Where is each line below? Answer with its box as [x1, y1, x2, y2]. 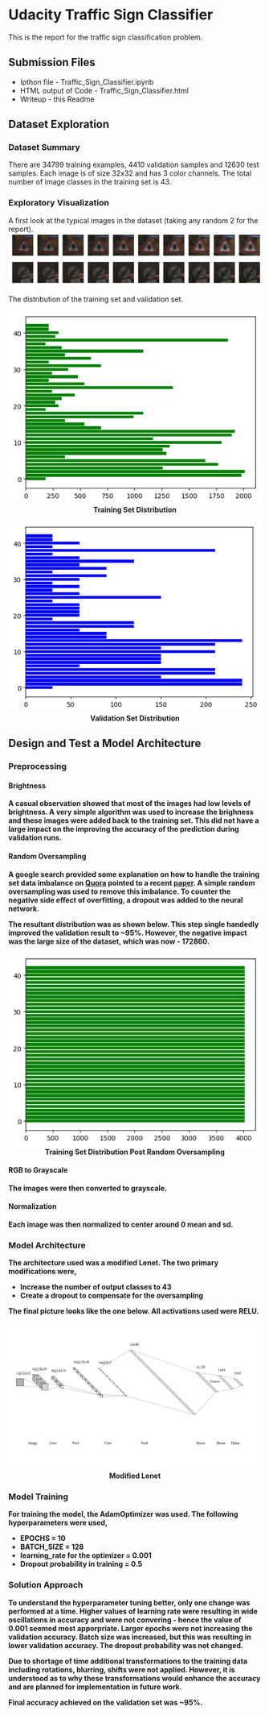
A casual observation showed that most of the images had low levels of [8, 799, 251, 808]
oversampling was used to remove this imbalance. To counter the [8, 887, 231, 896]
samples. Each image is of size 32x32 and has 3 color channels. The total [8, 168, 252, 178]
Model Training [8, 1491, 69, 1502]
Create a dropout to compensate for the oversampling [19, 1291, 204, 1301]
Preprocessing [8, 761, 67, 772]
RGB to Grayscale [8, 1165, 68, 1175]
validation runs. [8, 833, 63, 843]
